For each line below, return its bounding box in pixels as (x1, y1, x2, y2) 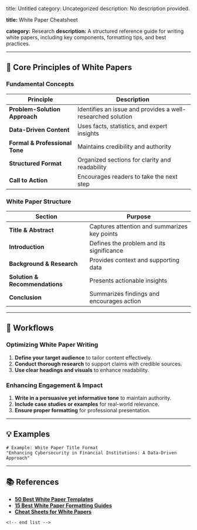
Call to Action (9, 176, 48, 184)
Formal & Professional (9, 139, 72, 147)
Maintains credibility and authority (77, 142, 171, 151)
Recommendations (9, 280, 63, 288)
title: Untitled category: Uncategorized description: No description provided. (6, 5, 190, 12)
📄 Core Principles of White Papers (6, 63, 133, 73)
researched (77, 112, 110, 121)
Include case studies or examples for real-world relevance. (14, 401, 159, 408)
